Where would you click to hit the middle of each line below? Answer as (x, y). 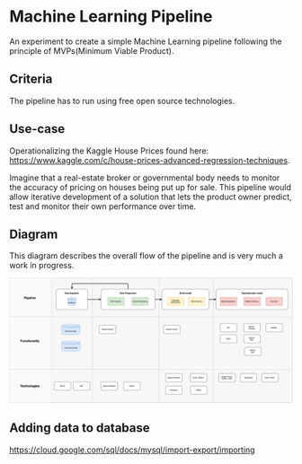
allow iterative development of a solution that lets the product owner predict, (151, 197)
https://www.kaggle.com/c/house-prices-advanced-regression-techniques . (150, 160)
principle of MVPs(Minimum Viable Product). (92, 50)
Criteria (31, 79)
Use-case (37, 129)
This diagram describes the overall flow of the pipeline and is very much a (146, 256)
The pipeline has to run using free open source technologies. (122, 101)
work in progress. (42, 266)
